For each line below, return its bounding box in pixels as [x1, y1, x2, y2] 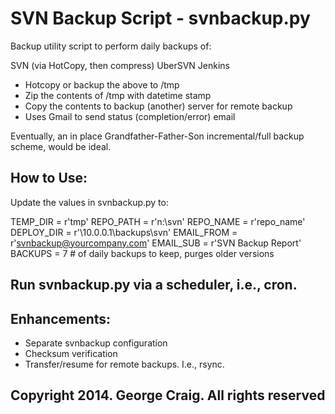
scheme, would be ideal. [10, 140, 112, 152]
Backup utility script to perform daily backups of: [10, 40, 212, 52]
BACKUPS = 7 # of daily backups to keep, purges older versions [10, 247, 275, 259]
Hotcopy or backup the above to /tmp [24, 78, 180, 91]
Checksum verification [24, 347, 118, 359]
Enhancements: [10, 310, 112, 327]
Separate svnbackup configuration [24, 337, 168, 349]
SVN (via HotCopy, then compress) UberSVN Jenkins [10, 59, 231, 71]
